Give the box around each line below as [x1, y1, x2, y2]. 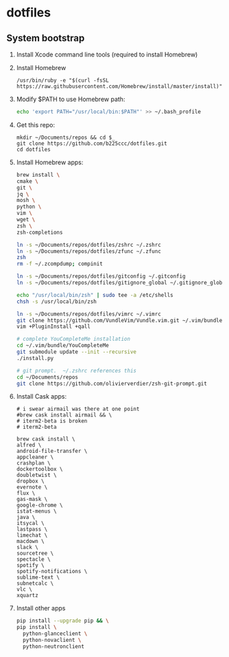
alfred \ [16, 442, 42, 449]
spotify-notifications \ [16, 568, 88, 575]
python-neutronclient [23, 643, 85, 650]
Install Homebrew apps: [16, 158, 84, 166]
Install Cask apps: [16, 392, 67, 401]
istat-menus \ [16, 508, 57, 515]
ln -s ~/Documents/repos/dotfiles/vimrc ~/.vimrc [16, 311, 162, 318]
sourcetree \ [16, 550, 54, 557]
